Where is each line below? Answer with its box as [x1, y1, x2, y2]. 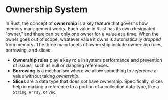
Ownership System [5, 4, 88, 15]
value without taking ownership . [12, 73, 80, 79]
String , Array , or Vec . [12, 89, 57, 95]
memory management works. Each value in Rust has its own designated [5, 25, 156, 31]
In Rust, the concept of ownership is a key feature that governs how [5, 20, 148, 26]
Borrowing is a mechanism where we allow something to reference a [12, 67, 157, 74]
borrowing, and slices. [5, 47, 52, 53]
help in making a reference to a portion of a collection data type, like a [12, 83, 159, 89]
